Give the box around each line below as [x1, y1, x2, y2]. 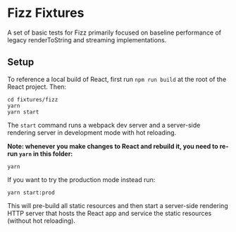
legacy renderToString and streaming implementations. [7, 35, 167, 44]
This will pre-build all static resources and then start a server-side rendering [7, 201, 228, 209]
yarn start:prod [7, 189, 55, 196]
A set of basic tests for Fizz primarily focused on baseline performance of [7, 28, 222, 37]
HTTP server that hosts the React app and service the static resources [7, 209, 212, 217]
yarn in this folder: [18, 149, 73, 158]
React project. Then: [7, 83, 67, 91]
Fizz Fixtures [7, 5, 85, 21]
